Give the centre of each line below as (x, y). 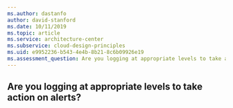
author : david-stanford (42, 20)
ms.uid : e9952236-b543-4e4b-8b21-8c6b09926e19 (76, 53)
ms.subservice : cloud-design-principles (67, 46)
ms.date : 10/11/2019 (37, 26)
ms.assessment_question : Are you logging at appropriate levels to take (114, 59)
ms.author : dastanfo (37, 13)
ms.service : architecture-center (55, 39)
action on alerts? (44, 98)
